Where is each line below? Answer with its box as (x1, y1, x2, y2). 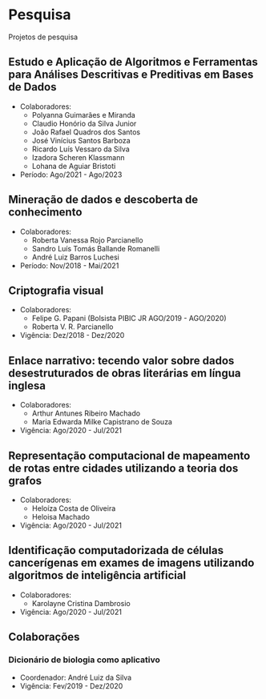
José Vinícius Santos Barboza (31, 135, 131, 145)
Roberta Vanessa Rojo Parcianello (31, 235, 143, 245)
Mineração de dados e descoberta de (8, 193, 199, 207)
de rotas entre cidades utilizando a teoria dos (8, 461, 239, 475)
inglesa (8, 379, 46, 392)
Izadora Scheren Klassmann (31, 152, 125, 162)
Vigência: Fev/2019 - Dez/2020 (19, 681, 123, 690)
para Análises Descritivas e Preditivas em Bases (8, 68, 254, 82)
